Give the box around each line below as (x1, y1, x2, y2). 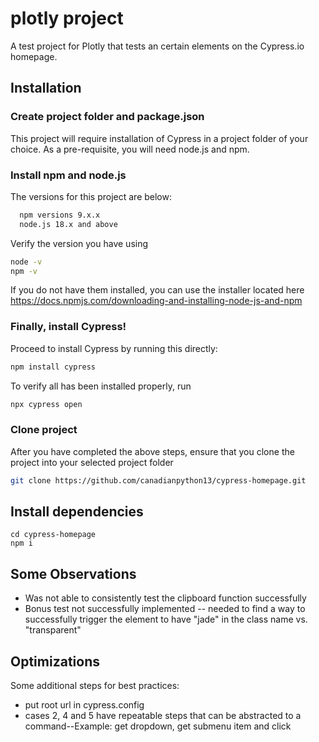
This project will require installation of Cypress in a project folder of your (10, 132, 309, 144)
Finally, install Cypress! (10, 320, 127, 334)
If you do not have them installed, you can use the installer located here (10, 284, 305, 296)
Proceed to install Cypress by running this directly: (10, 342, 218, 354)
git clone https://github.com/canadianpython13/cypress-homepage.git (10, 475, 307, 486)
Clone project (10, 423, 78, 437)
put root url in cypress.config (24, 699, 145, 711)
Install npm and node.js (10, 168, 127, 182)
